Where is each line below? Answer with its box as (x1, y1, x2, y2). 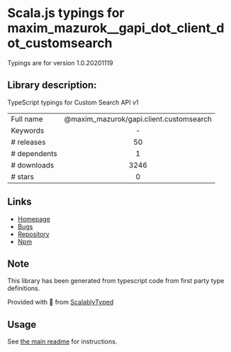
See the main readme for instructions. (7, 337, 118, 346)
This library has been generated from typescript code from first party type (7, 277, 225, 285)
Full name (11, 114, 44, 123)
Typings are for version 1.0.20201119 (7, 58, 113, 67)
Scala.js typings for (7, 5, 125, 21)
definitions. (7, 284, 40, 292)
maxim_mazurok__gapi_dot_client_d (7, 20, 225, 36)
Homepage (17, 214, 51, 223)
